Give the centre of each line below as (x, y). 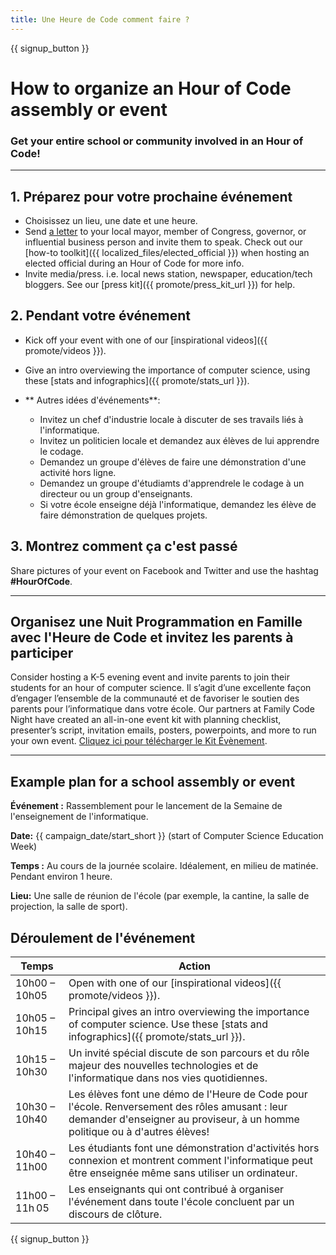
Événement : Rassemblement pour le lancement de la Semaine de (146, 806)
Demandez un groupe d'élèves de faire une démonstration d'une (173, 462)
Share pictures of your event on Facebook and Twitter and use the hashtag (164, 570)
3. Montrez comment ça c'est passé (124, 546)
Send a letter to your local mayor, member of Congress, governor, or (165, 231)
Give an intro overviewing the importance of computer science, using (167, 370)
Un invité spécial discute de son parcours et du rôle (189, 1053)
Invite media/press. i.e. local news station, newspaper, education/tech (168, 273)
